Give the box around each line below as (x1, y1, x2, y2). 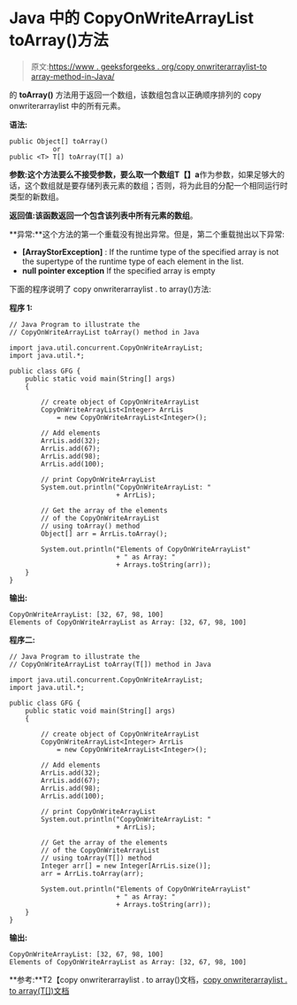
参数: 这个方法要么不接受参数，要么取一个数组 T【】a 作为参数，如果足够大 (9, 169, 278, 180)
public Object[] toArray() (9, 136, 109, 146)
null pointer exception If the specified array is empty (21, 265, 216, 275)
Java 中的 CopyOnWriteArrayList (9, 8, 255, 28)
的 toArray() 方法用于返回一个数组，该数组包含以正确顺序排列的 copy (9, 89, 263, 100)
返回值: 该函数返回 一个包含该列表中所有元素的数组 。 (9, 210, 198, 220)
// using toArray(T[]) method (41, 854, 152, 862)
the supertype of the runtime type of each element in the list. (21, 256, 245, 267)
